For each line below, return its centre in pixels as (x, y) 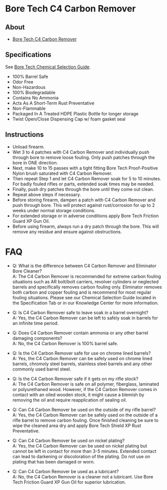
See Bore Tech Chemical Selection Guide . (48, 67)
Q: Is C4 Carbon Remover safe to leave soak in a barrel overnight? (80, 312)
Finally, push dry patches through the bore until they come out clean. (83, 189)
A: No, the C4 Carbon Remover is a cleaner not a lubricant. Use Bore (83, 477)
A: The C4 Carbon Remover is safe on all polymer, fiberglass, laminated (86, 384)
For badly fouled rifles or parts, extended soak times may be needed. (83, 184)
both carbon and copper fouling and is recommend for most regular (82, 292)
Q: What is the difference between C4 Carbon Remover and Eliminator (84, 266)
